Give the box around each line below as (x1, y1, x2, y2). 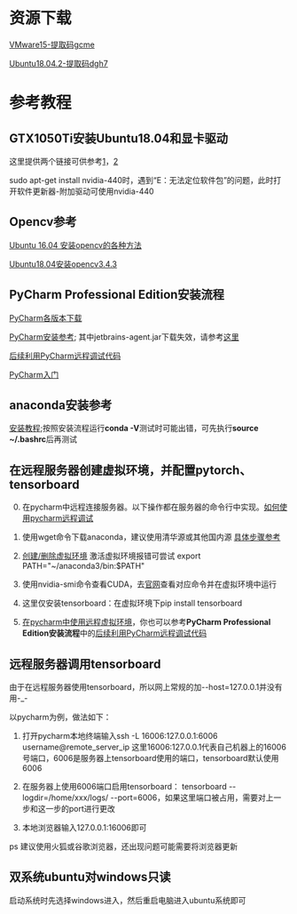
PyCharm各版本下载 (9, 312, 82, 323)
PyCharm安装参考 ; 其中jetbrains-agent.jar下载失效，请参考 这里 (9, 331, 239, 342)
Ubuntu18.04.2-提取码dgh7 (9, 58, 108, 68)
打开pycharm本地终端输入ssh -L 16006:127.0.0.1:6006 (21, 731, 218, 741)
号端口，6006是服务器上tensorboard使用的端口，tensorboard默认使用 (21, 753, 279, 763)
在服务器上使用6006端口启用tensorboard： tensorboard (21, 782, 228, 791)
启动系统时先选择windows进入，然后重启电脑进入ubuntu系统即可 (9, 894, 246, 905)
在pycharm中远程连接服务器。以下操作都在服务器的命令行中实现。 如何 (21, 501, 280, 512)
